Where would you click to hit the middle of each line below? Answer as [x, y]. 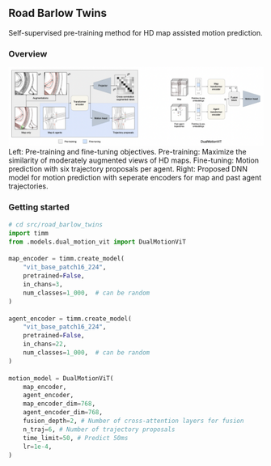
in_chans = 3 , [43, 285]
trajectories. [28, 186]
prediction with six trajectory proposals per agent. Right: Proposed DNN [128, 168]
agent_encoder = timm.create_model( [70, 319]
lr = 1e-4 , [38, 447]
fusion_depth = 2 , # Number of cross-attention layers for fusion [133, 421]
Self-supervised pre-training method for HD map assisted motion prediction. [135, 32]
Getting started [39, 207]
